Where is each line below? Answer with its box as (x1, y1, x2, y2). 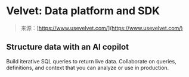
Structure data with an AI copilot (6, 42, 129, 52)
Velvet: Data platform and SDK (6, 4, 160, 18)
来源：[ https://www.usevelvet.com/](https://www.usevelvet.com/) (20, 24, 183, 31)
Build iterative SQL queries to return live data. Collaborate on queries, (6, 57, 177, 65)
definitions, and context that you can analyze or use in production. (6, 64, 169, 71)
